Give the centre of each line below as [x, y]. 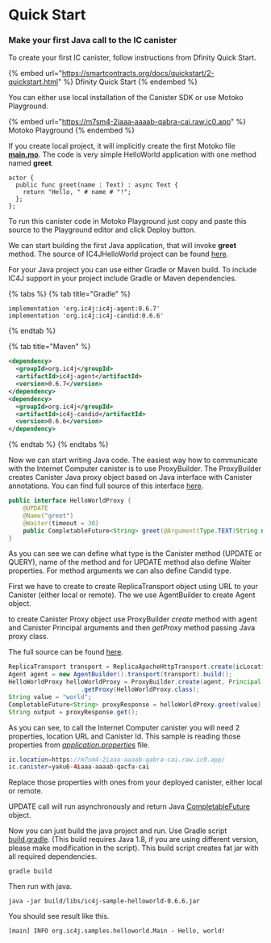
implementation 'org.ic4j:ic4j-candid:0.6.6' [86, 316]
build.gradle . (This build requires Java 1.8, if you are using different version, [133, 840]
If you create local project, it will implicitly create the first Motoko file [122, 146]
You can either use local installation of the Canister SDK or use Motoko [126, 98]
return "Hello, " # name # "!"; [77, 192]
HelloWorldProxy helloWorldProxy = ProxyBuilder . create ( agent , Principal [135, 682]
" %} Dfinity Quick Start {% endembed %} [128, 82]
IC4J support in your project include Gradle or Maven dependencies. [123, 278]
